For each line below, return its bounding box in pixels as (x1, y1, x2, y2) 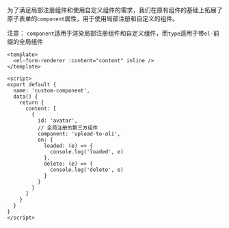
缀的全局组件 (7, 38, 43, 46)
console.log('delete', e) (50, 166, 124, 173)
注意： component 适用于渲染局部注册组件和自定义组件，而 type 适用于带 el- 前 (7, 29, 220, 37)
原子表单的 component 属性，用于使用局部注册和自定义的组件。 (7, 14, 179, 23)
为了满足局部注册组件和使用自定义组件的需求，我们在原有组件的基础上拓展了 (7, 6, 223, 14)
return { (19, 99, 44, 106)
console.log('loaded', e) (50, 149, 124, 155)
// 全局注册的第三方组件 (37, 125, 98, 131)
